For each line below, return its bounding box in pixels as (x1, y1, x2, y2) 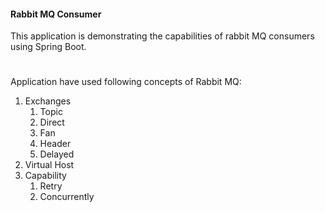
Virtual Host (24, 159, 75, 171)
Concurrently (39, 191, 95, 203)
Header (39, 138, 72, 150)
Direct (39, 116, 65, 129)
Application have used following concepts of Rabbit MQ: (10, 76, 242, 88)
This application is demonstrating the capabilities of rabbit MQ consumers (10, 30, 315, 42)
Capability (24, 170, 67, 182)
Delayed (39, 148, 75, 160)
